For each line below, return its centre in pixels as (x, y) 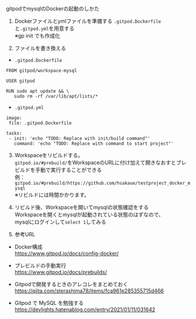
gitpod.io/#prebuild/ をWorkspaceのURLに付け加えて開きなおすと (95, 162)
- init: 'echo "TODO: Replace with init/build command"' (79, 138)
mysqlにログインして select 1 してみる (60, 222)
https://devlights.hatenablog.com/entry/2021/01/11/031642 (85, 309)
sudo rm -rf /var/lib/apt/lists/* (56, 96)
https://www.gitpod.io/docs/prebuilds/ (61, 272)
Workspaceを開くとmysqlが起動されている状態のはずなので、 (89, 215)
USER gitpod (20, 81)
